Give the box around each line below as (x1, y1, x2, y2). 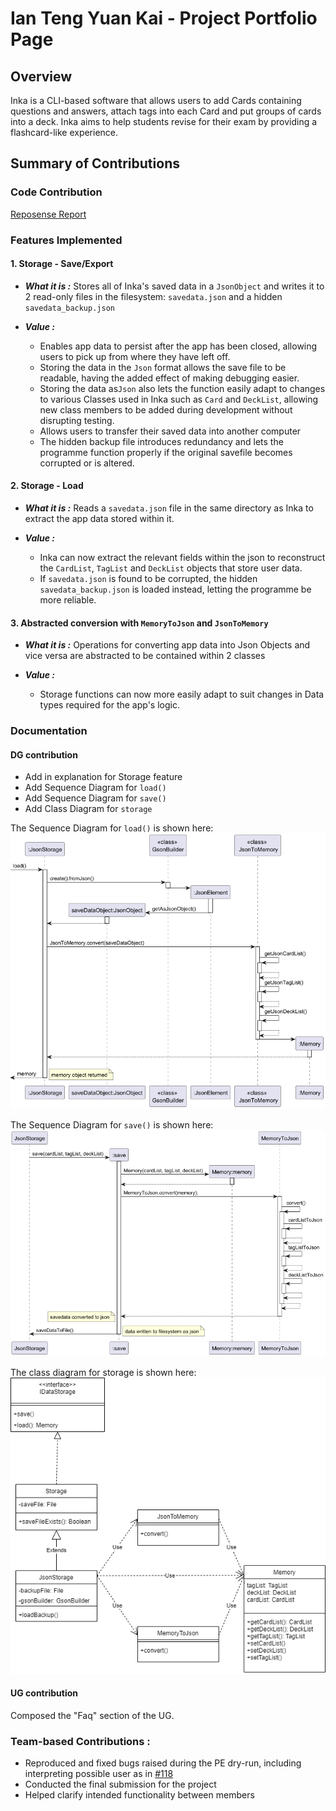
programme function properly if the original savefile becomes (39, 446, 293, 458)
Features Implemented (10, 233, 123, 247)
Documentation (10, 724, 88, 738)
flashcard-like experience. (10, 127, 119, 138)
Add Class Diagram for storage (24, 803, 153, 815)
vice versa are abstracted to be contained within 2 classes (24, 650, 266, 662)
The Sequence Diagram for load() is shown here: (10, 822, 214, 834)
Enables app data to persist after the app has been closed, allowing (39, 340, 318, 352)
